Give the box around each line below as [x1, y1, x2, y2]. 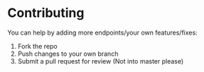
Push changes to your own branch [17, 49, 119, 58]
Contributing [7, 5, 85, 21]
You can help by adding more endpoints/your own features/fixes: [7, 28, 198, 37]
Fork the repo [17, 42, 58, 50]
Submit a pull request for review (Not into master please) [17, 56, 184, 65]
